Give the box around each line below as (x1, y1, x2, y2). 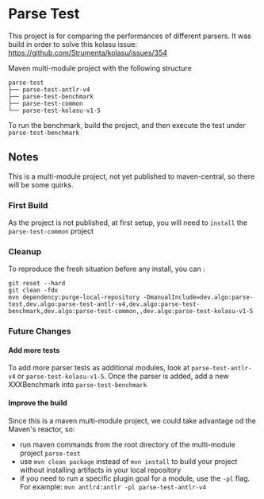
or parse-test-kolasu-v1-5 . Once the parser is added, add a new (17, 371, 229, 381)
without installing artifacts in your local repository (19, 465, 182, 474)
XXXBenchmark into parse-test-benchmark (8, 380, 147, 389)
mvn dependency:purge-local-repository (8, 293, 140, 302)
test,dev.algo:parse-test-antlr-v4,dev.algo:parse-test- (8, 300, 201, 308)
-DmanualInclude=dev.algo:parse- (143, 293, 254, 302)
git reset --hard (8, 280, 66, 288)
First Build (8, 199, 48, 211)
